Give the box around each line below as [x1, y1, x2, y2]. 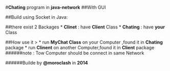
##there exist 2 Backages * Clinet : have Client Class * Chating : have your [5, 24, 165, 30]
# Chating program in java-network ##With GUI [5, 5, 106, 10]
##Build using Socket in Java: [5, 14, 68, 20]
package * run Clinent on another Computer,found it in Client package [5, 45, 155, 50]
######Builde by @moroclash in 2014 [5, 60, 88, 65]
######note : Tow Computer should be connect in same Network [5, 50, 144, 56]
